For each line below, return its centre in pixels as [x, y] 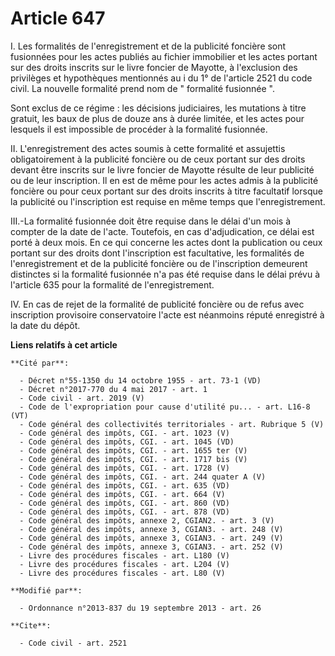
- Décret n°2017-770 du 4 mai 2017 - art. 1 [113, 389]
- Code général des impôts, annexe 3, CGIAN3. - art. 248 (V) [151, 529]
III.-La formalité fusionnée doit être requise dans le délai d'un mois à [151, 221]
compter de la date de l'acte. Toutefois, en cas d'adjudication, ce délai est [162, 231]
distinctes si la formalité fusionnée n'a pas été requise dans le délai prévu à [165, 274]
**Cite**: [31, 625]
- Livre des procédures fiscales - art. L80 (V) [122, 573]
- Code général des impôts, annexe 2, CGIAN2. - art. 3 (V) [147, 520]
